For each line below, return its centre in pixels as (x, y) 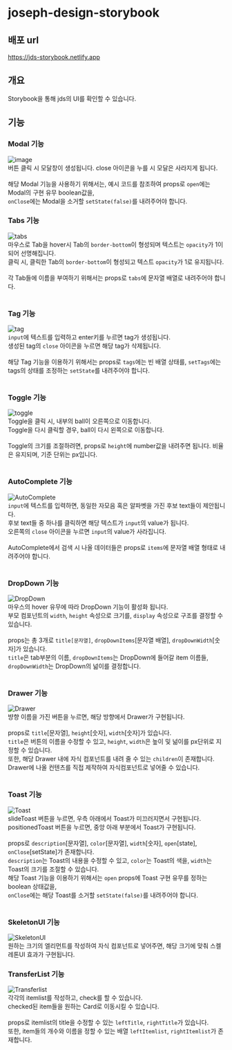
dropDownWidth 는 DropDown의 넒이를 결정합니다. (74, 666)
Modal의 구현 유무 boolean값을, (51, 193)
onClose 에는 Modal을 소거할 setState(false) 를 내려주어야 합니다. (98, 201)
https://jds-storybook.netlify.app (54, 57)
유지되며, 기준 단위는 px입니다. (56, 454)
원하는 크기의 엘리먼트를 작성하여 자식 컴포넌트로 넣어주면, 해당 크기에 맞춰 (108, 945)
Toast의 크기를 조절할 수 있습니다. (54, 869)
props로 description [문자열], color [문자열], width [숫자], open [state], (103, 843)
